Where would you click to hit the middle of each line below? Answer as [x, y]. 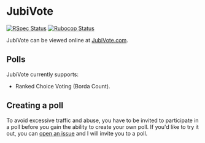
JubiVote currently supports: [42, 74]
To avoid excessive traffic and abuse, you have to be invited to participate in [102, 120]
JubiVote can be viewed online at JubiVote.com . [68, 40]
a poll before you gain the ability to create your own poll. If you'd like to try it [103, 126]
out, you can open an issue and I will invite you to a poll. [77, 133]
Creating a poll [35, 106]
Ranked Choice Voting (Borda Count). [63, 86]
